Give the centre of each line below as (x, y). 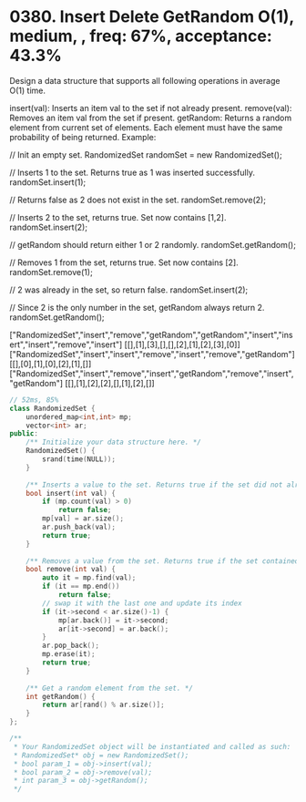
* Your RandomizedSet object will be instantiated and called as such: (152, 746)
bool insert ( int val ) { (71, 493)
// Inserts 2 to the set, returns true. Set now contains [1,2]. (118, 217)
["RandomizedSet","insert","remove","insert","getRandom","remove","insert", (152, 373)
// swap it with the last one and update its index (143, 603)
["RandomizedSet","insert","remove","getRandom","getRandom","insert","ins (151, 334)
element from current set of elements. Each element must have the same (146, 127)
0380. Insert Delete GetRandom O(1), (152, 17)
